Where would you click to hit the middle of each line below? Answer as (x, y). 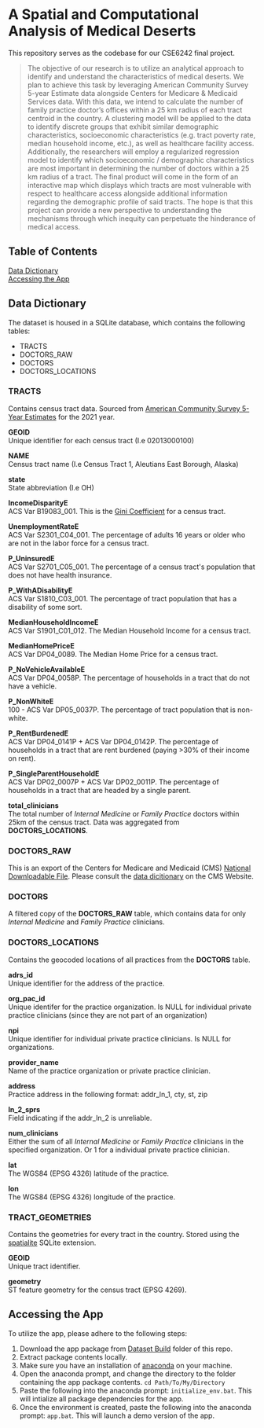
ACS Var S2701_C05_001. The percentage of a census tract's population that (132, 567)
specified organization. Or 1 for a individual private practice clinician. (119, 1150)
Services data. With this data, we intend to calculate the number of (135, 101)
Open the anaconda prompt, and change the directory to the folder (128, 1374)
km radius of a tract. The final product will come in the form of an (133, 176)
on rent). (22, 758)
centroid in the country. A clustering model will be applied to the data (139, 118)
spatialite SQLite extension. (52, 1243)
